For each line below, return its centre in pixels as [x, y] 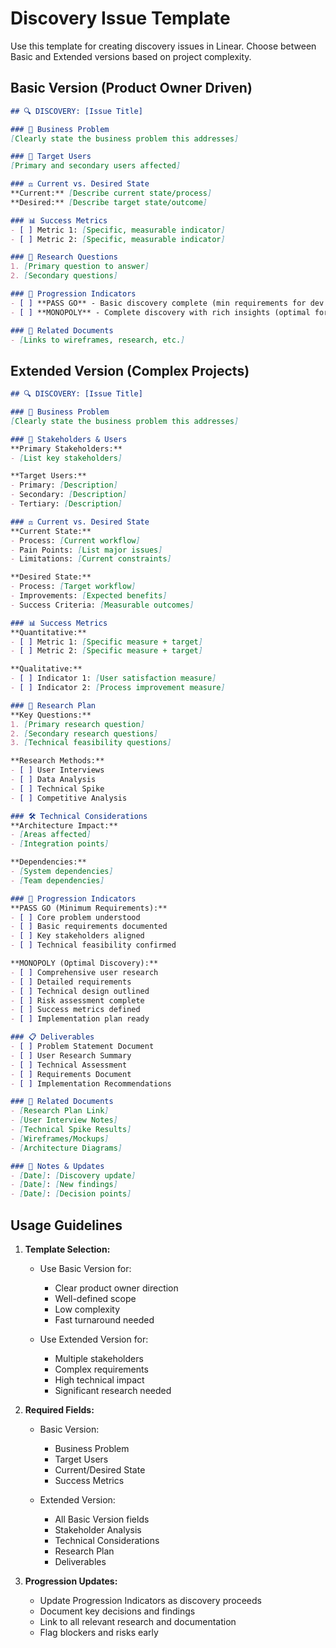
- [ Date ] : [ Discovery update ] [73, 1175]
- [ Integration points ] [60, 844]
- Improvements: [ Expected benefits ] [89, 596]
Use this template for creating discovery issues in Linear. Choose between [163, 46]
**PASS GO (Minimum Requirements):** [89, 908]
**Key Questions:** [51, 715]
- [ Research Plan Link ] [60, 1111]
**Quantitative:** [48, 632]
